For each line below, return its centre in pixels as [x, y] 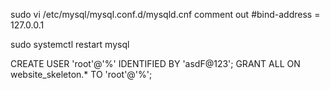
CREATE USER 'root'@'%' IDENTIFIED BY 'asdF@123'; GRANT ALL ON [155, 63]
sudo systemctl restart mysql [70, 44]
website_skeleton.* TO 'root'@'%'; [81, 74]
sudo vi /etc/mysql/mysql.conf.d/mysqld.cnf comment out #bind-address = [165, 14]
